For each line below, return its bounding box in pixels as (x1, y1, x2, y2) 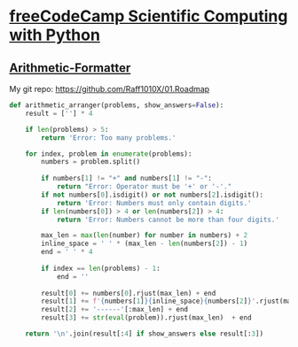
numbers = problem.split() (41, 158, 141, 166)
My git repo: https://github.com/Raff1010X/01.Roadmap (9, 84, 210, 94)
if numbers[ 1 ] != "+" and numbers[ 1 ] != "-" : (41, 174, 213, 183)
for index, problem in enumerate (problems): (25, 149, 192, 158)
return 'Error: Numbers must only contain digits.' (56, 198, 252, 207)
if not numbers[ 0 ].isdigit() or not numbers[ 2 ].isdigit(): (41, 190, 264, 199)
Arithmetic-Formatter (9, 60, 131, 75)
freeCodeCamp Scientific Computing (9, 6, 288, 27)
